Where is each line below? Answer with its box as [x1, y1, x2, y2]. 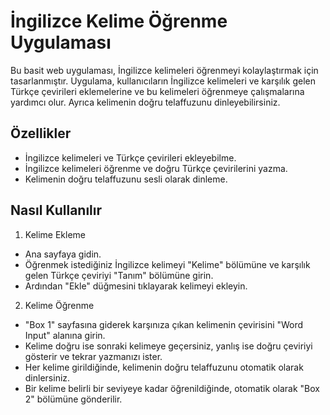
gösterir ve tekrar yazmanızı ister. [24, 350, 163, 362]
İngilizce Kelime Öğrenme [10, 10, 228, 33]
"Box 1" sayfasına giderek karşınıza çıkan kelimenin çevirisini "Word [24, 318, 304, 330]
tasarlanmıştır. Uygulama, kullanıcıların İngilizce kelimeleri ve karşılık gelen [10, 75, 316, 87]
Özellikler [10, 125, 72, 142]
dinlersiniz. [24, 371, 71, 384]
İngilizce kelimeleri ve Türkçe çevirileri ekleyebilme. [24, 151, 237, 164]
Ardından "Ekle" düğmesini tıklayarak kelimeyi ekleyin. [24, 280, 248, 292]
